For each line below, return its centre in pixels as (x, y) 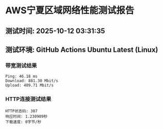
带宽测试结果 (21, 65)
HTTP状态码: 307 (22, 111)
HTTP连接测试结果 (28, 99)
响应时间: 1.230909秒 (26, 116)
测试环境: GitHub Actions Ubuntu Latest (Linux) (82, 50)
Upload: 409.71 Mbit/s (29, 85)
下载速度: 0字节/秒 (23, 122)
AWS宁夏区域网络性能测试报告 (70, 10)
